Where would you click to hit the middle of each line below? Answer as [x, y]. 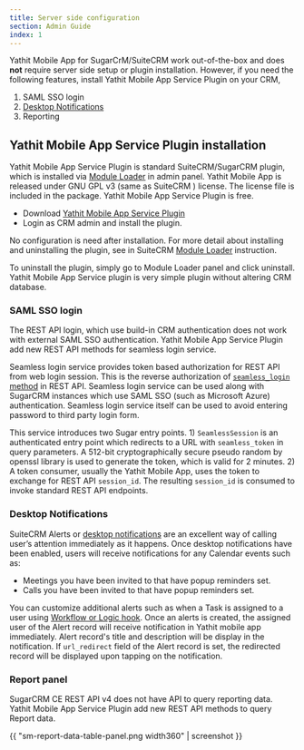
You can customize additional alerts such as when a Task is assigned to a [147, 608]
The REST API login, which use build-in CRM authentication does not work [148, 330]
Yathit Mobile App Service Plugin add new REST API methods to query [141, 709]
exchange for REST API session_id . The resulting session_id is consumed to [152, 481]
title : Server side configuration [75, 18]
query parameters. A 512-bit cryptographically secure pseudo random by [146, 452]
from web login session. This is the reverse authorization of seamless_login [150, 376]
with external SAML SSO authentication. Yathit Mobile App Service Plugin [146, 340]
